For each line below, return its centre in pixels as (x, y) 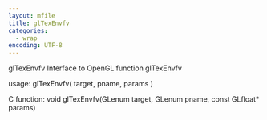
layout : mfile (32, 16)
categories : (28, 30)
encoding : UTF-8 (35, 46)
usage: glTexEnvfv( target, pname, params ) (81, 84)
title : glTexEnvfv (39, 23)
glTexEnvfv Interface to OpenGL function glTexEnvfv (95, 68)
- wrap (26, 38)
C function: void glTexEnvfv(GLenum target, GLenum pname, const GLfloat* (134, 99)
